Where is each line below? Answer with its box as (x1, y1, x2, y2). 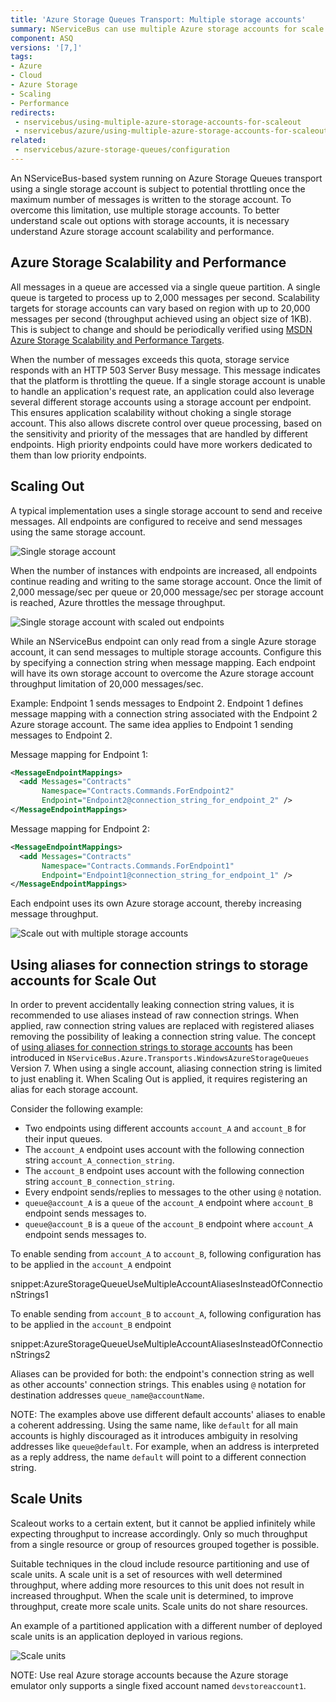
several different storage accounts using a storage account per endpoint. (10, 396, 312, 408)
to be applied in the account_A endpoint (10, 1259, 172, 1271)
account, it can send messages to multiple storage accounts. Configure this (10, 646, 322, 658)
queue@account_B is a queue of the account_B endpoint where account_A (24, 1218, 313, 1230)
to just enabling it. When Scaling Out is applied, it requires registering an (10, 1073, 308, 1085)
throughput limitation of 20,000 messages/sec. (10, 677, 204, 690)
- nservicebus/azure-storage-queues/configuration (14, 145, 230, 155)
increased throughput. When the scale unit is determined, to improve (10, 1589, 294, 1601)
